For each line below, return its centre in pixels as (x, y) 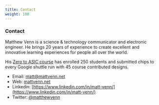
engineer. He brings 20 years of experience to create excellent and (72, 47)
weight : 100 (17, 14)
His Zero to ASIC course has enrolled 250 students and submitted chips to (80, 62)
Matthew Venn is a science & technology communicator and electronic (76, 42)
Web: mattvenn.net (31, 82)
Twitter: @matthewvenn (36, 97)
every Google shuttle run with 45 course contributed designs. (67, 67)
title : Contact (20, 10)
